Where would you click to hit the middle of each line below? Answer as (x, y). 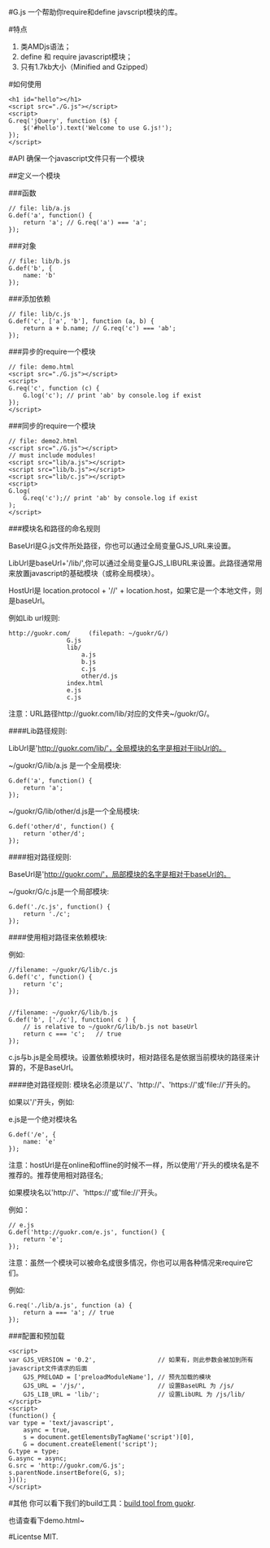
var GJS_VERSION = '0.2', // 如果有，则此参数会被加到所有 (131, 1360)
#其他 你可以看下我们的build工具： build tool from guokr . (102, 1503)
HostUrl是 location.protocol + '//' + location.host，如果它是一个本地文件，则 (135, 591)
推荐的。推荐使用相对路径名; (56, 1175)
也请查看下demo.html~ (47, 1520)
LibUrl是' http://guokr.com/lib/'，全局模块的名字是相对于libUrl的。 (117, 748)
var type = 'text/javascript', (61, 1423)
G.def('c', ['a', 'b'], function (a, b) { (81, 321)
